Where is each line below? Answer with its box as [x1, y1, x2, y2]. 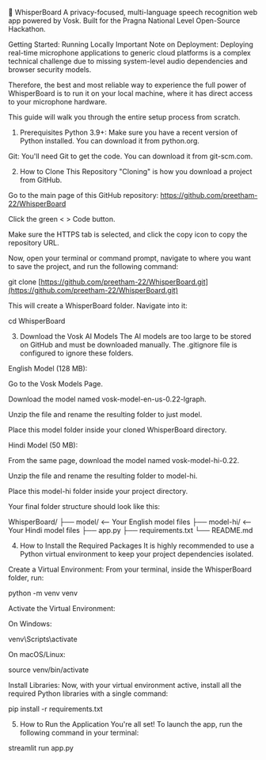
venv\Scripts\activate [8, 634, 78, 644]
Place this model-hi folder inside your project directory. [8, 487, 188, 496]
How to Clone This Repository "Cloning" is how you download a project [19, 167, 253, 176]
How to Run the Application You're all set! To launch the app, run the [19, 720, 243, 728]
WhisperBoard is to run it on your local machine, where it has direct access [8, 89, 253, 98]
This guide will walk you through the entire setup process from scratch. [8, 112, 241, 122]
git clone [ [8, 277, 41, 287]
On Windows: [8, 619, 52, 629]
